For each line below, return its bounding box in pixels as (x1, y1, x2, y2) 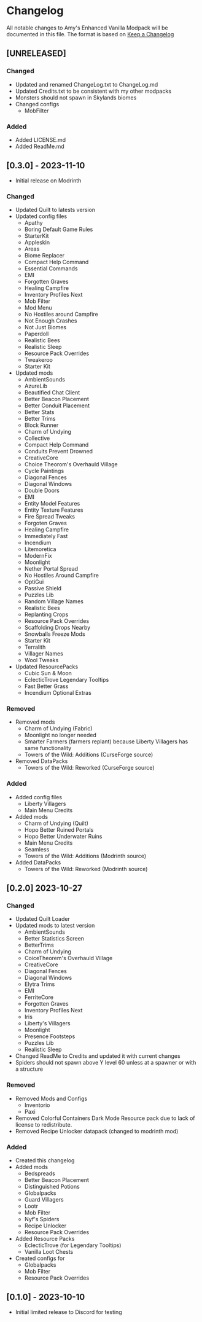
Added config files (15, 793, 63, 800)
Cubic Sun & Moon (24, 670, 72, 677)
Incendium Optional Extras (24, 689, 92, 697)
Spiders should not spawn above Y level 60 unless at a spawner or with (15, 1059, 196, 1066)
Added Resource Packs (15, 1235, 75, 1242)
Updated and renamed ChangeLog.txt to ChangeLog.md (15, 80, 158, 88)
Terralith (24, 643, 46, 651)
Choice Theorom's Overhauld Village (24, 461, 118, 468)
